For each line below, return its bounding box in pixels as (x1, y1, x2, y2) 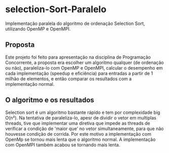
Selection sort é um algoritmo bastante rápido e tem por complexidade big (5, 109, 160, 115)
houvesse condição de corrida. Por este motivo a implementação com (5, 131, 152, 137)
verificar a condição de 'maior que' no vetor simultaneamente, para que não (5, 126, 164, 132)
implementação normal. (5, 81, 55, 87)
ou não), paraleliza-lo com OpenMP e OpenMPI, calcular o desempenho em (5, 65, 163, 71)
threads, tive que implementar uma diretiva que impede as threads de (5, 120, 150, 126)
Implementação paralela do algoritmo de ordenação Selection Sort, (5, 20, 145, 26)
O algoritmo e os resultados (5, 96, 95, 105)
